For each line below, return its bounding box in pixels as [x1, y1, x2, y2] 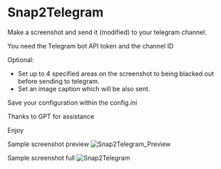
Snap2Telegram [7, 4, 104, 21]
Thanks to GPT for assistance [7, 112, 95, 121]
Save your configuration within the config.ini [7, 98, 138, 107]
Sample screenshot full [7, 153, 76, 162]
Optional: [7, 55, 34, 64]
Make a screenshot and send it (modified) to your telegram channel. [7, 28, 207, 36]
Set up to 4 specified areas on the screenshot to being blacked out [17, 69, 215, 78]
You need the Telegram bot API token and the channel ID [7, 41, 174, 50]
